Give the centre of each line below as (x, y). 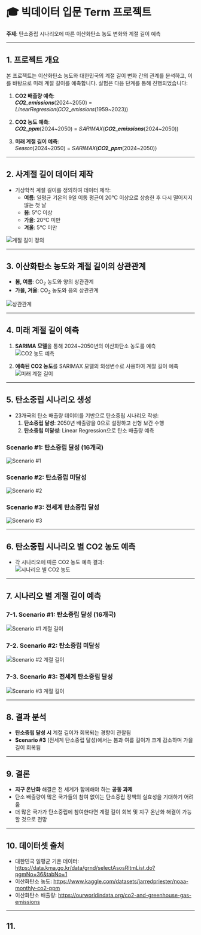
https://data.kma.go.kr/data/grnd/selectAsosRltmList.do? (85, 868)
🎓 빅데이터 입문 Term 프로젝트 (79, 12)
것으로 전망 (34, 820)
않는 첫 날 (35, 205)
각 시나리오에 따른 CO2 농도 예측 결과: (60, 562)
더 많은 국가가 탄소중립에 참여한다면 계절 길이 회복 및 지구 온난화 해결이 (98, 812)
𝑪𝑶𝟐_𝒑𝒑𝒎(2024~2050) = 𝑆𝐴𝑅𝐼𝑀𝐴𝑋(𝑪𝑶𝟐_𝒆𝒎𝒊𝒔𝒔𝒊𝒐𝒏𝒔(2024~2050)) (97, 129)
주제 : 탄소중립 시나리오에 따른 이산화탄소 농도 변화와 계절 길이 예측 (83, 33)
